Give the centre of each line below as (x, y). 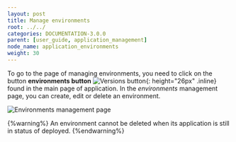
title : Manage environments (49, 20)
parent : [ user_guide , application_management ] (77, 40)
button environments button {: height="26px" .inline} (112, 81)
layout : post (27, 14)
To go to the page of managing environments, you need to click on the (110, 73)
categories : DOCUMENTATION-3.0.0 (57, 34)
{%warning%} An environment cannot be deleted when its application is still (118, 123)
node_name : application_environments (63, 47)
